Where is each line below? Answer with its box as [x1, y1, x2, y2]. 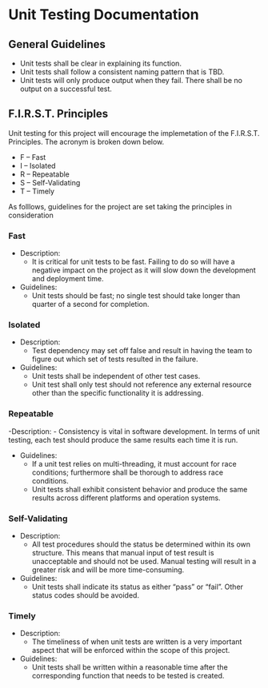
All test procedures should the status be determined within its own [31, 539, 250, 549]
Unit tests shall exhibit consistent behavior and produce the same [31, 484, 248, 494]
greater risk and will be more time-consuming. [31, 565, 185, 575]
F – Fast [19, 152, 46, 161]
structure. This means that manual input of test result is [31, 548, 214, 557]
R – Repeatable [19, 169, 70, 179]
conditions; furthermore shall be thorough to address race [31, 467, 224, 477]
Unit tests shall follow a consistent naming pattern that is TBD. [19, 67, 225, 77]
